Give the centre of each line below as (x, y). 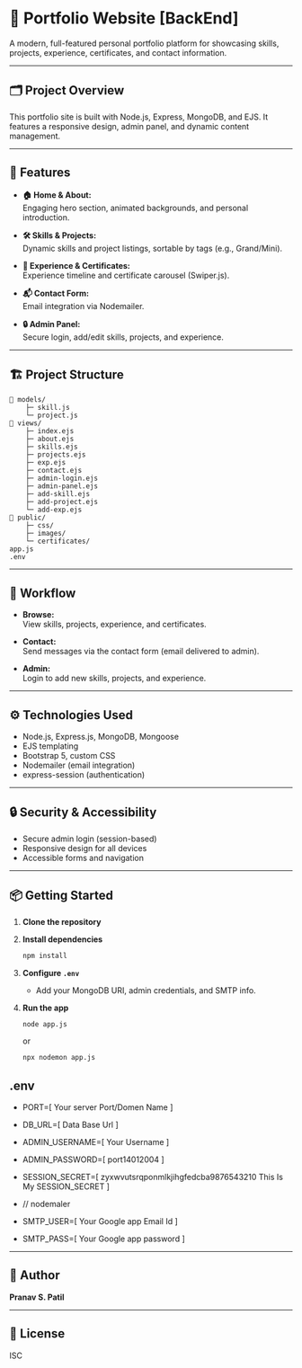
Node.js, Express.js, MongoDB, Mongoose (101, 737)
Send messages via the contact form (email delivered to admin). (141, 652)
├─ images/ (46, 534)
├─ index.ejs (50, 431)
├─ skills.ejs (52, 447)
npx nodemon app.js (59, 1058)
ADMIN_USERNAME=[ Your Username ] (96, 1142)
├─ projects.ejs (56, 455)
